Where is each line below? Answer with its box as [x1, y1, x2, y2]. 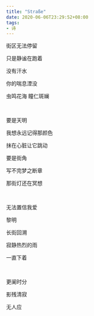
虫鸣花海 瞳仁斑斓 [6, 92, 49, 100]
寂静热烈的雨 [6, 241, 37, 249]
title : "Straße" [6, 8, 46, 15]
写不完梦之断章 [6, 167, 43, 174]
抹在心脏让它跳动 [6, 142, 48, 149]
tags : [6, 20, 20, 25]
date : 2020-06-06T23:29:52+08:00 [6, 14, 89, 20]
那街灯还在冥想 [6, 180, 43, 187]
